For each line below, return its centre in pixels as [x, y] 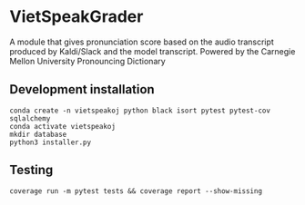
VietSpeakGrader [76, 17]
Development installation [82, 89]
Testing [31, 170]
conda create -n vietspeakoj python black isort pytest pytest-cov [140, 111]
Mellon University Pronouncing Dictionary [87, 61]
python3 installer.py [51, 142]
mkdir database [38, 134]
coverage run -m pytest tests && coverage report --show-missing [136, 191]
